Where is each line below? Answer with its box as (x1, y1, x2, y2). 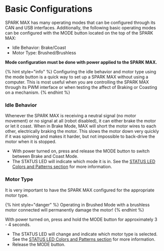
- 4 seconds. (5, 221, 31, 228)
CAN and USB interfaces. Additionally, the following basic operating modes (5, 24, 156, 30)
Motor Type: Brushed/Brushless (12, 50, 77, 56)
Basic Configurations (5, 3, 93, 15)
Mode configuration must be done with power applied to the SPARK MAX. (5, 59, 157, 65)
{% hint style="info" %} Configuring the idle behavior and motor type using (5, 68, 156, 74)
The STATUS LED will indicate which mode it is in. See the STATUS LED (12, 159, 156, 165)
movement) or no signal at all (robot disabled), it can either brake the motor (5, 118, 156, 124)
